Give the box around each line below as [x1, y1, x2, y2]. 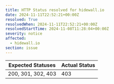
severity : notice [5, 31, 43, 36]
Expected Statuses [8, 62, 56, 69]
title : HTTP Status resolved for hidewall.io [5, 7, 104, 13]
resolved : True [5, 17, 38, 22]
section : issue [5, 45, 38, 50]
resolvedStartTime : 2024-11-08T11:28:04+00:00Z [5, 26, 109, 32]
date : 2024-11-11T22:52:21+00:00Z [5, 12, 80, 17]
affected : [5, 36, 27, 41]
